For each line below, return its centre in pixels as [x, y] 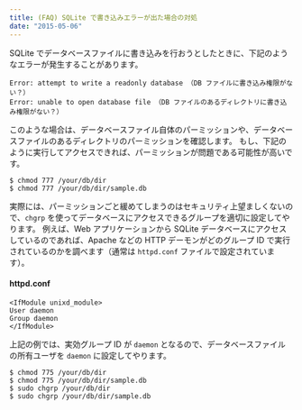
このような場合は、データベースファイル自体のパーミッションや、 [132, 129]
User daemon [32, 310]
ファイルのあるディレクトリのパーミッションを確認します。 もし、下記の [151, 141]
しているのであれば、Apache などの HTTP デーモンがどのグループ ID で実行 [150, 240]
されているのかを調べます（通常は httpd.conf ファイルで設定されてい [138, 251]
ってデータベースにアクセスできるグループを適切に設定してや [176, 217]
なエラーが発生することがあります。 [76, 64]
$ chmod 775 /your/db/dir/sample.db [78, 380]
